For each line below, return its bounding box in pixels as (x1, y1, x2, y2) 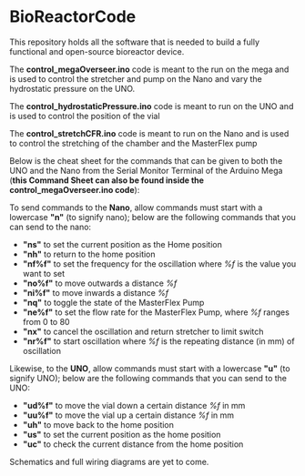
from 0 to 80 (22, 316, 70, 327)
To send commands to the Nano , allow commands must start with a (9, 202, 263, 213)
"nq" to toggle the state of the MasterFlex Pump (22, 297, 205, 308)
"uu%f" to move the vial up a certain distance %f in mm (22, 410, 235, 420)
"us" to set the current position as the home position (22, 429, 221, 440)
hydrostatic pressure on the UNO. (9, 83, 136, 94)
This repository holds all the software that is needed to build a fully (9, 36, 260, 47)
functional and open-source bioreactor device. (9, 46, 185, 56)
